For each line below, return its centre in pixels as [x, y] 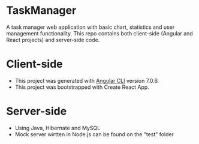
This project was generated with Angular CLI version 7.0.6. [87, 80]
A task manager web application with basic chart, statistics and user [91, 27]
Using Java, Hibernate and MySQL [58, 128]
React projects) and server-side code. [53, 40]
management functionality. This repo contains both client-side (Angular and [99, 33]
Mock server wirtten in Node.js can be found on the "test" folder [94, 134]
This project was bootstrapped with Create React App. [82, 87]
